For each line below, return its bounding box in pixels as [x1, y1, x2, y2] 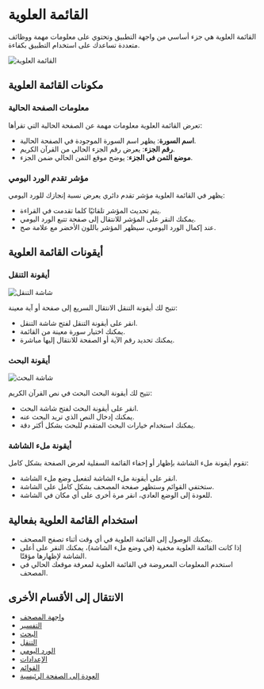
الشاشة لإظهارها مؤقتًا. [19, 551, 87, 561]
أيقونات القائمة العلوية [8, 246, 103, 259]
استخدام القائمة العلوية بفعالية [8, 513, 138, 526]
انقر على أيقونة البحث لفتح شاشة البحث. [19, 403, 139, 413]
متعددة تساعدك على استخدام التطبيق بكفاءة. [8, 40, 140, 49]
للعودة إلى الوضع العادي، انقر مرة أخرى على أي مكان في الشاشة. [19, 490, 212, 500]
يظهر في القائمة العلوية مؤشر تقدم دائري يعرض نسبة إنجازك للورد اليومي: [8, 190, 226, 200]
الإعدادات [19, 654, 48, 664]
